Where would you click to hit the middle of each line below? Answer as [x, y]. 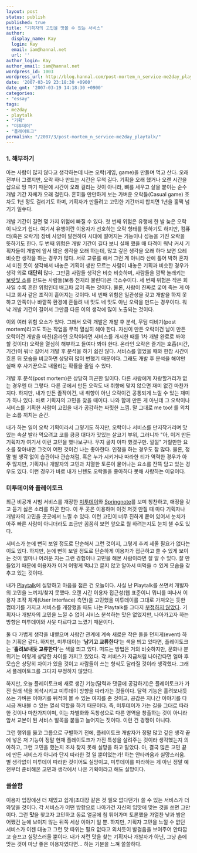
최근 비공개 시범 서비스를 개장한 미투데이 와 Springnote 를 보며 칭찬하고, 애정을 [95, 502]
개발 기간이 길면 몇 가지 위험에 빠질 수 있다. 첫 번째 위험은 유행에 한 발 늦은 [91, 222]
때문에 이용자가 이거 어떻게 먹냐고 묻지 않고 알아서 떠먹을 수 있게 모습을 [103, 566]
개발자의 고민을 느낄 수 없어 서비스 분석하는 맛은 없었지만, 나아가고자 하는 [105, 615]
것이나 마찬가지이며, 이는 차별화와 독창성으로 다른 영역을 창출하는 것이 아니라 [100, 713]
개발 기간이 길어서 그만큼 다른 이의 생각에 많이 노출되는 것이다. [83, 310]
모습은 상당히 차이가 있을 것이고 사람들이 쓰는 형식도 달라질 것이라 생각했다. [92, 664]
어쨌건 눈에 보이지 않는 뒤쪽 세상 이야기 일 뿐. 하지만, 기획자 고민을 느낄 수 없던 [96, 822]
